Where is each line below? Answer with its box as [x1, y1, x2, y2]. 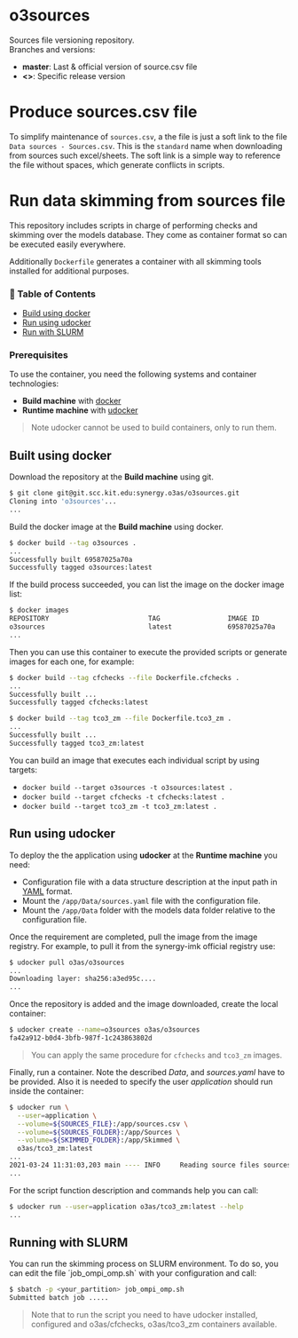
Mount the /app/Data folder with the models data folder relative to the [21, 905, 276, 915]
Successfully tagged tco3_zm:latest [9, 739, 145, 748]
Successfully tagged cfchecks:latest [9, 698, 149, 707]
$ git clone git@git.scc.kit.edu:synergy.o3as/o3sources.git [9, 489, 240, 498]
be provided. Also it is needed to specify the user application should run [9, 1076, 273, 1087]
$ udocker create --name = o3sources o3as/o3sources [9, 1025, 200, 1034]
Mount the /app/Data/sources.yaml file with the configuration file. [21, 895, 261, 906]
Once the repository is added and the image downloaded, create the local [9, 999, 278, 1009]
